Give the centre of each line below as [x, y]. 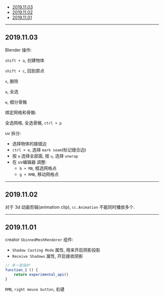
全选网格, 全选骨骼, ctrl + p [33, 123]
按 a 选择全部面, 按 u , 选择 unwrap [45, 156]
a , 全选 [12, 91]
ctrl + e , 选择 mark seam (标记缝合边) [49, 149]
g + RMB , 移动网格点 [39, 174]
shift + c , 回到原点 [25, 71]
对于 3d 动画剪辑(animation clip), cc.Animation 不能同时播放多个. [70, 207]
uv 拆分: [13, 133]
